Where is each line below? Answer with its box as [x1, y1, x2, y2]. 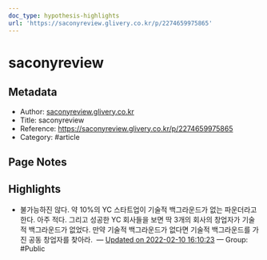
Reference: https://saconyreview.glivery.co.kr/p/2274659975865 [19, 123, 233, 133]
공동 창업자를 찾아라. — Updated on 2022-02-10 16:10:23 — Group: [28, 234, 249, 244]
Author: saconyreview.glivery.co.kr [19, 106, 134, 116]
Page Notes [8, 155, 67, 169]
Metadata [8, 86, 58, 99]
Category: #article [19, 132, 80, 142]
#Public [19, 243, 46, 253]
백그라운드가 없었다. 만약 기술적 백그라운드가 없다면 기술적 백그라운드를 [28, 225, 251, 234]
